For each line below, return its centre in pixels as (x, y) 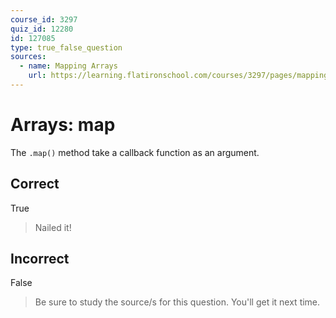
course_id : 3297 (44, 19)
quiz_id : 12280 (42, 29)
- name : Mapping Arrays (68, 66)
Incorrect (40, 259)
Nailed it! (53, 227)
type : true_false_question (66, 47)
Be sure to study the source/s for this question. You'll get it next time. (177, 302)
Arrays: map (63, 125)
